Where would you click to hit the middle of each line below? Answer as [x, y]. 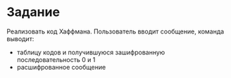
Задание [33, 12]
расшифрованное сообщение [61, 67]
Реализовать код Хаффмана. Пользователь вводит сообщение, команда [115, 31]
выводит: [20, 38]
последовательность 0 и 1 [56, 59]
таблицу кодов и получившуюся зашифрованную [91, 52]
